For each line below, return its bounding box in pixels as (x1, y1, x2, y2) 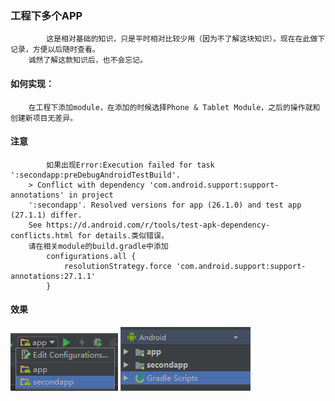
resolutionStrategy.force (63, 261, 172, 271)
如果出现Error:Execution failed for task (46, 160, 215, 170)
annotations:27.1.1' (10, 271, 97, 281)
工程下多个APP (10, 8, 83, 22)
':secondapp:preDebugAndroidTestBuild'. (10, 170, 182, 180)
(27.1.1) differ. (10, 210, 83, 220)
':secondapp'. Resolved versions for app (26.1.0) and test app (28, 200, 302, 210)
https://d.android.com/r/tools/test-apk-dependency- (46, 220, 271, 230)
